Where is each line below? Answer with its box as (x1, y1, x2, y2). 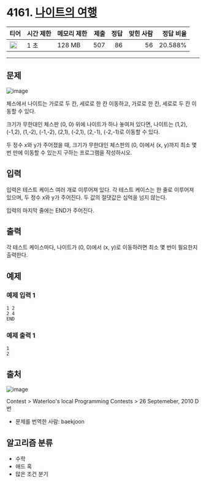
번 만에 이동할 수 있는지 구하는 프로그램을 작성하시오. (6, 148, 132, 156)
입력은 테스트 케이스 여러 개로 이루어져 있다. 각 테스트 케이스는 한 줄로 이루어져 (6, 186, 194, 193)
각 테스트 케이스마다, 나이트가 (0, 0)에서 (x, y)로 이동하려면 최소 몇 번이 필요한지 (6, 243, 198, 251)
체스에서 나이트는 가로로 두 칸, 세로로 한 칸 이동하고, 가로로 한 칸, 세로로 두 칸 (6, 99, 191, 107)
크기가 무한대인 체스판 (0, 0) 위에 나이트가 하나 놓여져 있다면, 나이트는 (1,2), (6, 120, 188, 127)
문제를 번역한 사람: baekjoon (15, 418, 85, 425)
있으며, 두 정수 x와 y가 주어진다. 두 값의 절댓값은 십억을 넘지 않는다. (6, 194, 167, 201)
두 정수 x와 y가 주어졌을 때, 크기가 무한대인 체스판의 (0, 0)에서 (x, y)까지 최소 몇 (6, 141, 197, 148)
